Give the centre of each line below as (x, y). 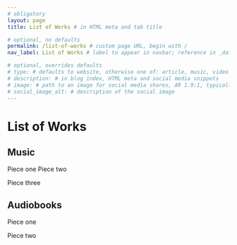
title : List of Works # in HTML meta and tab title (85, 27)
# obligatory (26, 14)
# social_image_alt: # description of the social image (91, 92)
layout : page (26, 20)
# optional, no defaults (44, 39)
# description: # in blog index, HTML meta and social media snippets (113, 78)
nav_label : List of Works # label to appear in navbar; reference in (112, 53)
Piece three (24, 183)
